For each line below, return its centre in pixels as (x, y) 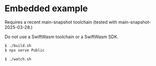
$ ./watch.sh (18, 59)
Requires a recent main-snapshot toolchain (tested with (61, 22)
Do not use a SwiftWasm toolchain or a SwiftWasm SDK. (62, 37)
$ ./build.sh (18, 45)
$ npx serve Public (25, 50)
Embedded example (46, 9)
